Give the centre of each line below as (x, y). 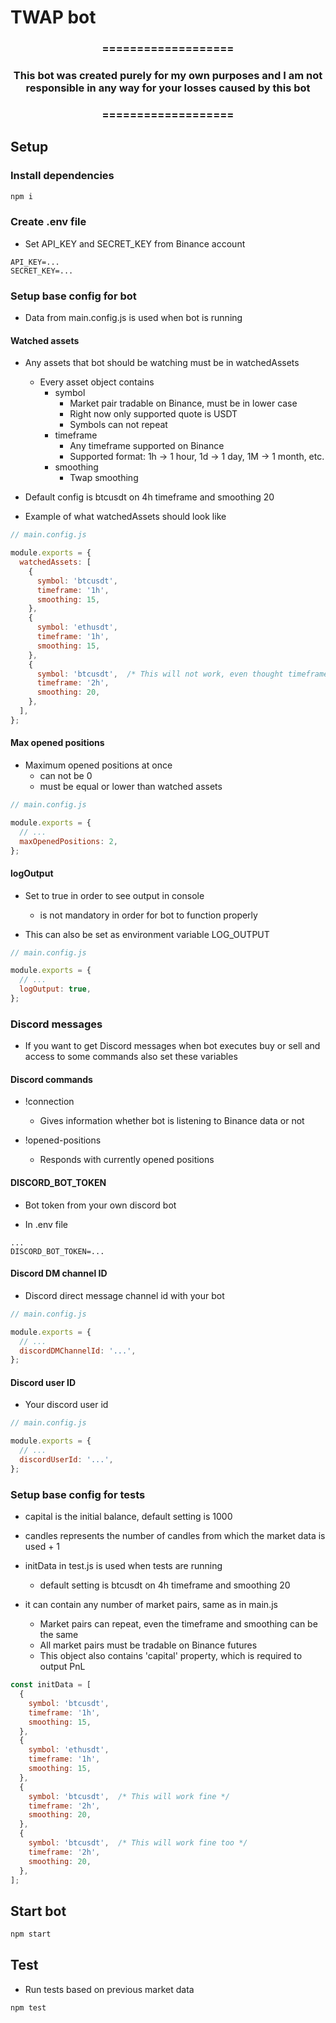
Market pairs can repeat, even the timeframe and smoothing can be (178, 1624)
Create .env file (48, 222)
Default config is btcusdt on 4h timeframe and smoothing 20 (149, 497)
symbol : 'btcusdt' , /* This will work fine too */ (138, 1843)
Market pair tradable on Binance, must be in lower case (183, 403)
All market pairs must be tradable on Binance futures (148, 1645)
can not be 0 (66, 776)
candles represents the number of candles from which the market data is (175, 1536)
